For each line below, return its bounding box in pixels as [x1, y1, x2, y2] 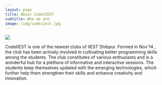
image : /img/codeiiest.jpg [5, 21, 61, 26]
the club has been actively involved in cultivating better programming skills [5, 49, 157, 55]
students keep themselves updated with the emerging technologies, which [5, 65, 157, 71]
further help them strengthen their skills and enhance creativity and [5, 70, 142, 76]
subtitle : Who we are [5, 16, 50, 21]
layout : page [5, 7, 32, 12]
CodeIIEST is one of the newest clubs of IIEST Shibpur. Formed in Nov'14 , [5, 44, 156, 50]
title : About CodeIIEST [5, 12, 54, 17]
